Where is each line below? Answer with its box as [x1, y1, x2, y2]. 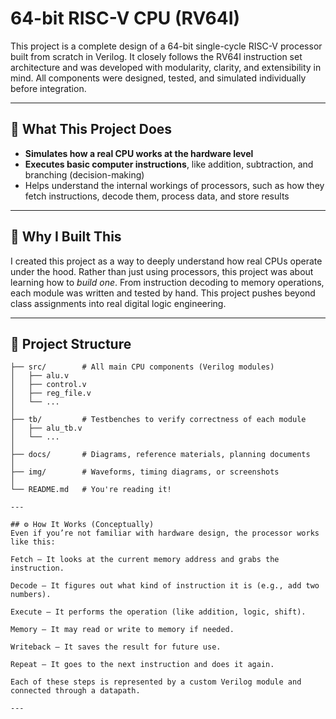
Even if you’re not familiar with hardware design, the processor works [10, 528, 320, 539]
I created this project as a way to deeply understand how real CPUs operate [10, 255, 323, 267]
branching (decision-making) [24, 168, 145, 181]
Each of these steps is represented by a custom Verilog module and [10, 677, 302, 687]
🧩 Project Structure [10, 335, 132, 352]
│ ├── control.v [10, 380, 87, 390]
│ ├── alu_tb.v [10, 423, 83, 434]
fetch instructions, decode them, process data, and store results [24, 190, 290, 202]
